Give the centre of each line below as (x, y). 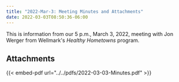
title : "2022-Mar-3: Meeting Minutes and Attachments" (75, 12)
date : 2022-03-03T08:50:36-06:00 (47, 17)
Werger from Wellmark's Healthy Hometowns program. (73, 40)
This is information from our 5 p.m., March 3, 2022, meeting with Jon (90, 34)
